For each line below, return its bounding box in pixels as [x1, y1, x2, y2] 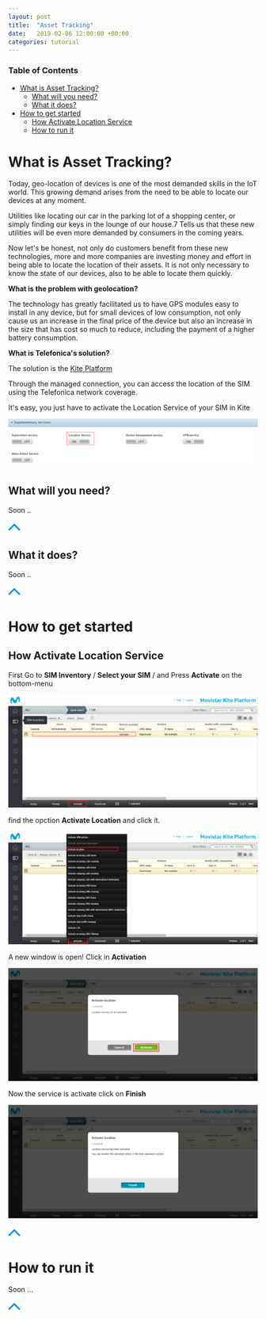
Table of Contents [8, 65, 79, 76]
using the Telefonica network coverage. [8, 388, 138, 397]
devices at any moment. [8, 196, 87, 205]
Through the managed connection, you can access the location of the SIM [8, 379, 251, 388]
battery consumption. [8, 333, 78, 342]
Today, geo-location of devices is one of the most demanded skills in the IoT [8, 179, 257, 189]
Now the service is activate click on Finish [8, 1089, 146, 1099]
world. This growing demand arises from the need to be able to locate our [8, 187, 249, 197]
